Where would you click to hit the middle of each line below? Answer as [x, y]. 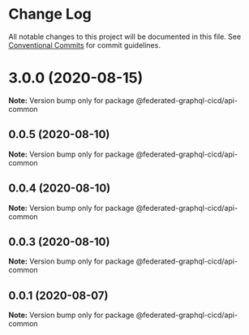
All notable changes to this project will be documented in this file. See [125, 37]
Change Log [50, 14]
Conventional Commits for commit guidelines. [84, 45]
